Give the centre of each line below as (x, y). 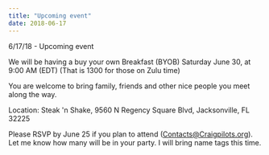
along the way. (33, 94)
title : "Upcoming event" (50, 16)
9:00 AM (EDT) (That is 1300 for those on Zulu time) (95, 70)
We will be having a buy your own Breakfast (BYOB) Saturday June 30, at (130, 62)
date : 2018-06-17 (37, 23)
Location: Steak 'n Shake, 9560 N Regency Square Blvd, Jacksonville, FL (129, 110)
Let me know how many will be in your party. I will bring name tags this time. (135, 142)
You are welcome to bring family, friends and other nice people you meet (129, 86)
